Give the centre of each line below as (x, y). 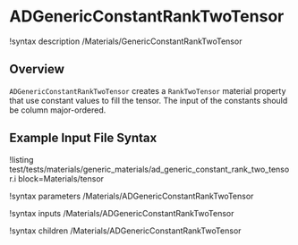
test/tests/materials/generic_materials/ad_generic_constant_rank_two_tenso (149, 169)
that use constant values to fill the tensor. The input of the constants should (149, 100)
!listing (21, 159)
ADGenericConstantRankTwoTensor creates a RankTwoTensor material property (148, 90)
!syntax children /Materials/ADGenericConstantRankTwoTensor (125, 231)
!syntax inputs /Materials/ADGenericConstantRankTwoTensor (122, 213)
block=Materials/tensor (61, 178)
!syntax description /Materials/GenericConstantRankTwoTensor (126, 41)
